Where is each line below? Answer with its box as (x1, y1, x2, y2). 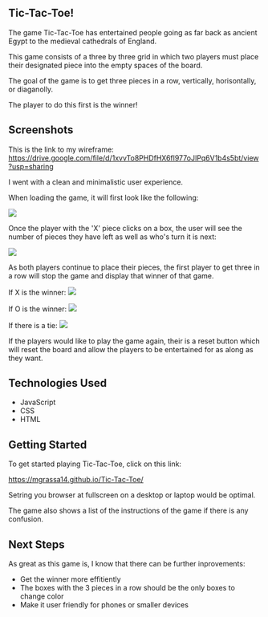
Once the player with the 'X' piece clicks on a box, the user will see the (8, 223, 243, 233)
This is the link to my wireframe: (8, 144, 114, 154)
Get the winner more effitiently (19, 574, 122, 584)
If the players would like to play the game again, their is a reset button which (8, 336, 261, 346)
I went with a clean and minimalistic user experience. (8, 177, 183, 187)
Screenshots (8, 124, 74, 137)
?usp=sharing (8, 161, 54, 171)
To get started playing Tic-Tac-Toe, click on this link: (8, 459, 182, 469)
